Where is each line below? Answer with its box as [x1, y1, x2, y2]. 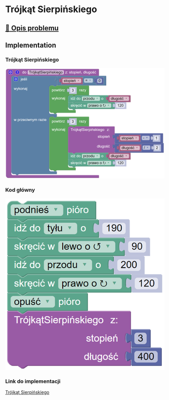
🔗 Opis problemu [5, 24, 59, 32]
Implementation [5, 41, 57, 49]
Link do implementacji [5, 378, 61, 385]
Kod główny [5, 187, 35, 194]
